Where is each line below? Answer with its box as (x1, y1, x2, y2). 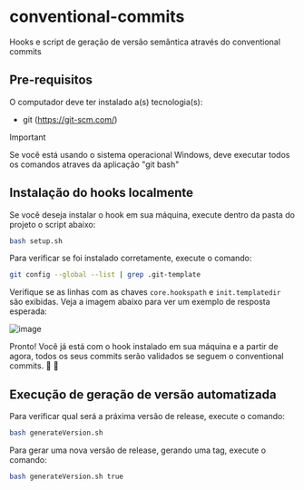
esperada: (9, 306, 47, 317)
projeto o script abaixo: (9, 219, 96, 230)
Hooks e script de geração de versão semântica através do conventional (9, 36, 281, 47)
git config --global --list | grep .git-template (9, 270, 201, 279)
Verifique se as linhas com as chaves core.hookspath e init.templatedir (9, 287, 281, 298)
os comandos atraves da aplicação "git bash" (9, 159, 180, 170)
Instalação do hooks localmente (9, 185, 193, 201)
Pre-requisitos (9, 73, 93, 88)
